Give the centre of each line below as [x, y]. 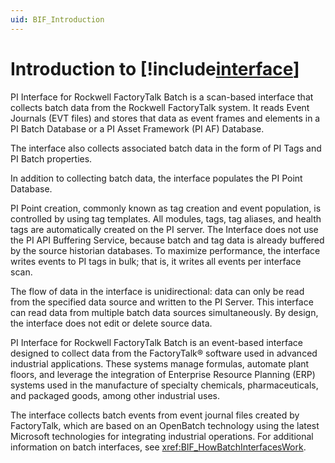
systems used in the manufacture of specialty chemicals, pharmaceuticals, [164, 385]
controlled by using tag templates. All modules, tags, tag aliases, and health [166, 218]
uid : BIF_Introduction [57, 19]
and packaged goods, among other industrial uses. [115, 395]
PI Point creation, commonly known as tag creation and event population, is [166, 208]
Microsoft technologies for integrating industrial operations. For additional [162, 436]
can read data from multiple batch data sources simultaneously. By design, [164, 312]
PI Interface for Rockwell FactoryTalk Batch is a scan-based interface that [162, 97]
